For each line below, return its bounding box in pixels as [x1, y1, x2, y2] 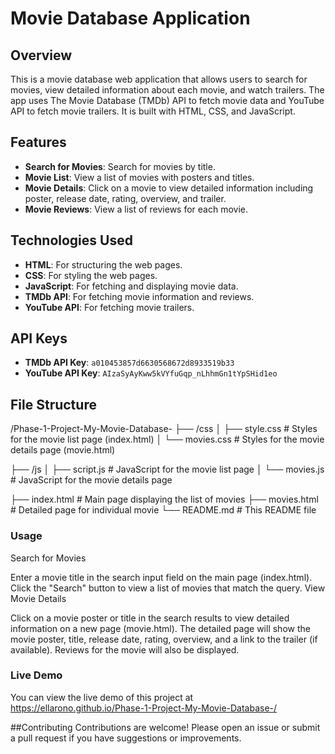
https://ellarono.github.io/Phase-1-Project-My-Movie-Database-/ [10, 702, 278, 714]
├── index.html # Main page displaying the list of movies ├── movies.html [10, 493, 319, 506]
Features [10, 134, 67, 151]
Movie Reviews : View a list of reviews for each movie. [24, 203, 249, 215]
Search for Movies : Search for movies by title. [24, 160, 216, 172]
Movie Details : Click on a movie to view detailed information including [24, 182, 314, 194]
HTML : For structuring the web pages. [24, 258, 183, 271]
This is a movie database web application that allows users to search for [10, 73, 308, 85]
